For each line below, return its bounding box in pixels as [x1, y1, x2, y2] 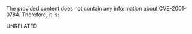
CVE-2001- [159, 5, 187, 12]
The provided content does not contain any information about [6, 5, 158, 12]
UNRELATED [6, 23, 38, 29]
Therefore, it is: [22, 11, 60, 18]
